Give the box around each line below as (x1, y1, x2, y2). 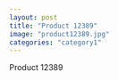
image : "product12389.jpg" (9, 29, 110, 38)
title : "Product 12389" (9, 21, 98, 30)
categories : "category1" (9, 37, 102, 47)
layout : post (9, 12, 58, 22)
